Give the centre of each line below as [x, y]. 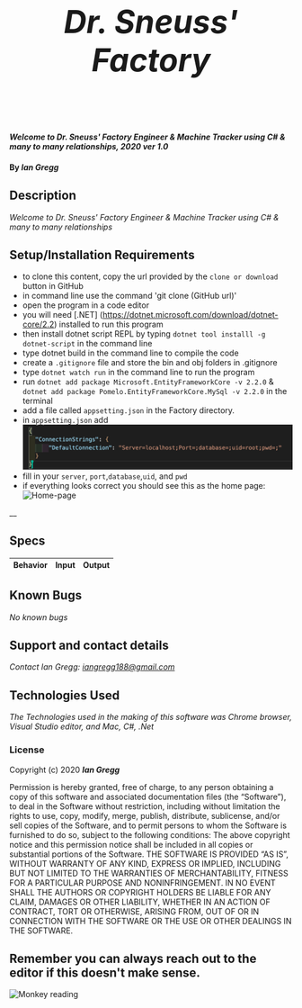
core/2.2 [38, 324]
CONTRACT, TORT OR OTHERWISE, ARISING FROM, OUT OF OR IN [134, 911]
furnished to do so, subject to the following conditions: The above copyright [150, 834]
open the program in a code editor [86, 305]
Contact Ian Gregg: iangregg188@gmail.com [92, 667]
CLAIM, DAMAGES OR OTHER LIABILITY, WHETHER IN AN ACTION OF [140, 902]
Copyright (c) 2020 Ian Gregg [65, 769]
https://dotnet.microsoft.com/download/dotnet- [190, 315]
